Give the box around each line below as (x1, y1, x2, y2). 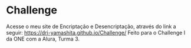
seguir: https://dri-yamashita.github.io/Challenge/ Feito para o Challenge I (6, 29, 186, 36)
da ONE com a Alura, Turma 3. (6, 35, 80, 42)
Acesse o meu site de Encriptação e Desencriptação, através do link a (6, 23, 176, 30)
